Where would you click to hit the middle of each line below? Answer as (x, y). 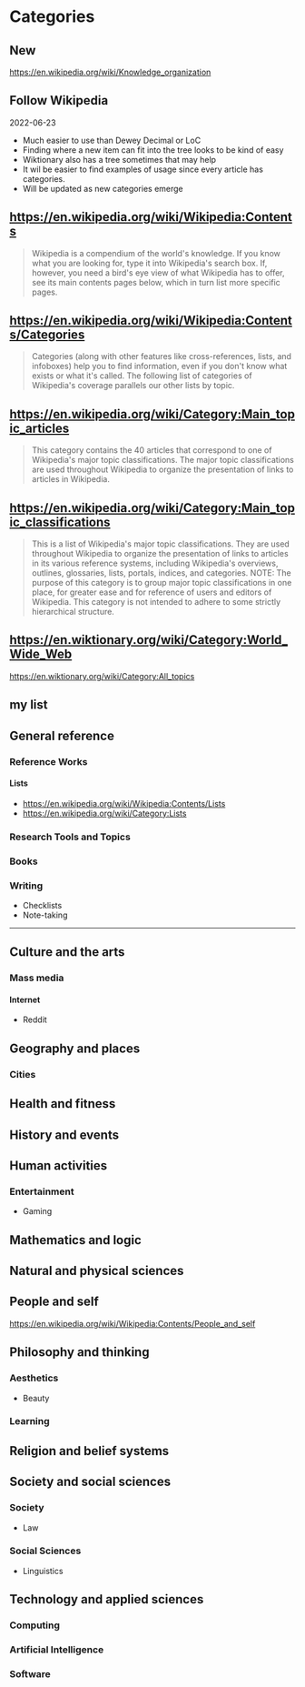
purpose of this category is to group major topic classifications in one (162, 583)
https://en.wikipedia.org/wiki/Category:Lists (104, 813)
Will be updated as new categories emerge (103, 188)
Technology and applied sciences (107, 1599)
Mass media (37, 978)
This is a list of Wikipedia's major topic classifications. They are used (161, 544)
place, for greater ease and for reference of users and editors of (152, 592)
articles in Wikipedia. (71, 479)
